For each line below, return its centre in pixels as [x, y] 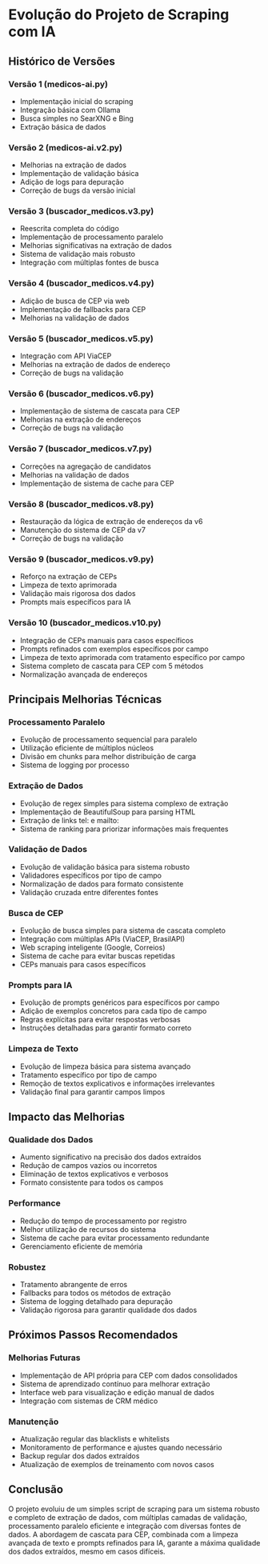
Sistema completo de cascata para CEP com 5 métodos [112, 666]
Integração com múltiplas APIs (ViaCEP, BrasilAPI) [102, 939]
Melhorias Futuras [44, 1358]
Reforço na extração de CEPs [68, 577]
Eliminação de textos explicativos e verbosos [94, 1174]
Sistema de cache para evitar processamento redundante [114, 1238]
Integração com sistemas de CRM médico [89, 1401]
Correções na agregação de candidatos [86, 466]
